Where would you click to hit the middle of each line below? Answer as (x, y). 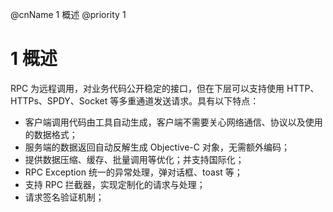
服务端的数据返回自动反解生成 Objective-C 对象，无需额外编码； (157, 147)
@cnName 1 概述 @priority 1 (68, 14)
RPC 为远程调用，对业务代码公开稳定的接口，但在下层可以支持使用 (147, 88)
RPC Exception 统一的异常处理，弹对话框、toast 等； (133, 172)
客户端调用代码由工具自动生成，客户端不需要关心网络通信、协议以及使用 (173, 122)
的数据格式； (51, 134)
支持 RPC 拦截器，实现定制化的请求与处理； (115, 184)
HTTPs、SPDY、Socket (59, 100)
